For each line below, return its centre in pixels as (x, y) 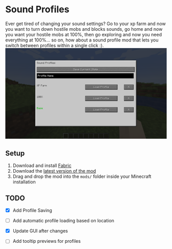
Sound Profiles (37, 9)
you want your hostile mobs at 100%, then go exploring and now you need (84, 34)
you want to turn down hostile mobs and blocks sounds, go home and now (84, 29)
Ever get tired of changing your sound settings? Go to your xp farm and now (85, 24)
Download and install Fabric (42, 165)
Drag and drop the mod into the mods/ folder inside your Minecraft (82, 177)
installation (24, 182)
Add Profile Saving (32, 211)
